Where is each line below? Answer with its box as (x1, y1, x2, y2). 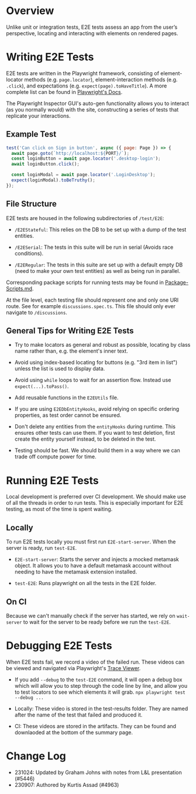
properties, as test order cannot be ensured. (14, 412, 122, 419)
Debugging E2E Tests (6, 639, 112, 653)
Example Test (6, 129, 57, 139)
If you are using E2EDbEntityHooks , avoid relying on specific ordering (14, 406, 180, 413)
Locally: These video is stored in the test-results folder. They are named (14, 705, 188, 712)
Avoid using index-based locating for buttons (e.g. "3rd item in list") (14, 359, 178, 366)
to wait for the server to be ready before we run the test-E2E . (23, 619, 171, 626)
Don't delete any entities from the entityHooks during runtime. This (14, 423, 176, 430)
